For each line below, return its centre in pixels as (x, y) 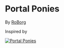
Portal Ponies (32, 9)
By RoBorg (16, 22)
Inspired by (16, 31)
